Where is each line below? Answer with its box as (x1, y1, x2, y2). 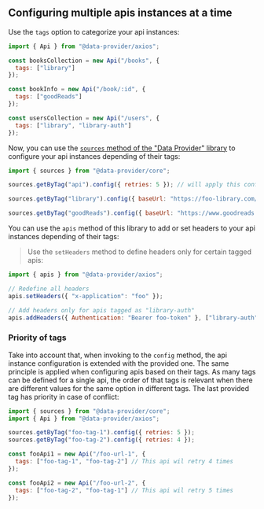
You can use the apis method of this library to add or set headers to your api (8, 223, 255, 233)
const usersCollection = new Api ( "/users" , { (8, 114, 159, 122)
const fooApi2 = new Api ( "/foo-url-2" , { (8, 479, 146, 487)
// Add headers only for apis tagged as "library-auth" (8, 306, 195, 314)
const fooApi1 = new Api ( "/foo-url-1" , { (8, 450, 146, 459)
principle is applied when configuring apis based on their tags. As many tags (8, 367, 256, 376)
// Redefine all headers (8, 285, 90, 293)
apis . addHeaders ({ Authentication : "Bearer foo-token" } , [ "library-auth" (8, 314, 258, 322)
